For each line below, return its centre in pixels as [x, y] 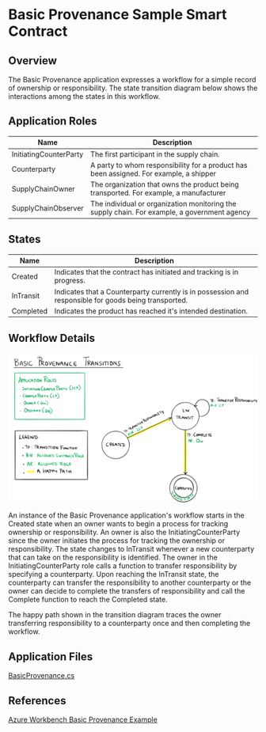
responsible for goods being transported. [121, 300]
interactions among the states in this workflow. [84, 96]
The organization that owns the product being [165, 184]
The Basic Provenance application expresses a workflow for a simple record [132, 80]
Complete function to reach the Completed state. [88, 600]
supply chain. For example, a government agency [171, 212]
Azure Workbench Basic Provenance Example [83, 719]
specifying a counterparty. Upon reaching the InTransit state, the [114, 575]
